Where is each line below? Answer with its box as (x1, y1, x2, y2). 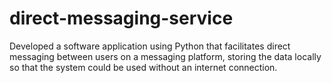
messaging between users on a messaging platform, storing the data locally (9, 50, 322, 62)
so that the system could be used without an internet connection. (9, 61, 278, 73)
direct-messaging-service (9, 7, 234, 30)
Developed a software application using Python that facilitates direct (9, 40, 291, 52)
